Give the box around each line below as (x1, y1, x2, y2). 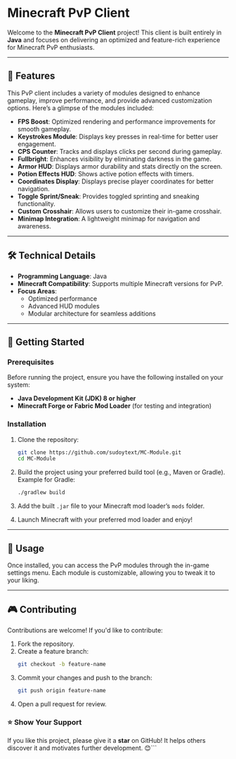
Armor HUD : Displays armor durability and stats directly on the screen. (17, 162, 223, 170)
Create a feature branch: (17, 647, 89, 655)
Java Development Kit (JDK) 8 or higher (17, 394, 136, 403)
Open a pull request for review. (17, 699, 107, 708)
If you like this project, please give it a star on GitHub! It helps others (7, 736, 206, 744)
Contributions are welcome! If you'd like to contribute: (7, 625, 163, 634)
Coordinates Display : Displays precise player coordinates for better (17, 177, 214, 186)
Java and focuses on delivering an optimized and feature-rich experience (7, 35, 221, 44)
